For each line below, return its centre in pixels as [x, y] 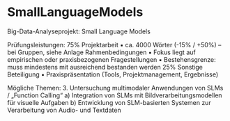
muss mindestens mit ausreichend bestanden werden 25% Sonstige [105, 67]
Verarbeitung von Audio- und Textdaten [64, 110]
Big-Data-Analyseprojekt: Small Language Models [79, 31]
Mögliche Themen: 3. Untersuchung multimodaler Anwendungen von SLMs [115, 88]
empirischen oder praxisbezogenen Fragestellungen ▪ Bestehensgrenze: [112, 59]
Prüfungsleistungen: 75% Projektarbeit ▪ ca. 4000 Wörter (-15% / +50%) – [114, 45]
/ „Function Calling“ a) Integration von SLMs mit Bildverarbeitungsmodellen [115, 95]
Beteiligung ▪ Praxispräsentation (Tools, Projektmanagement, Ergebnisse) [113, 74]
